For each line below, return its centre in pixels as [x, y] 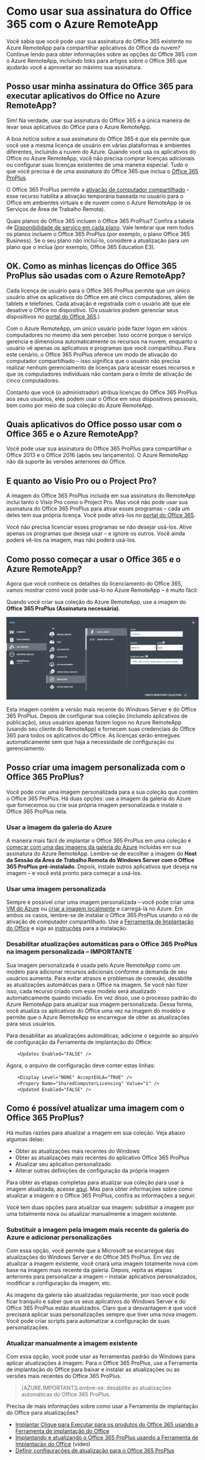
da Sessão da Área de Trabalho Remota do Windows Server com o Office [100, 860]
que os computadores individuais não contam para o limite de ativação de [99, 374]
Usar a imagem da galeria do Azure [59, 827]
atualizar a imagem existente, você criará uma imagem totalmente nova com [102, 1263]
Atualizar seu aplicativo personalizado [63, 1164]
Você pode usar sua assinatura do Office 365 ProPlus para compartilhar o [99, 449]
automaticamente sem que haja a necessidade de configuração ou [90, 742]
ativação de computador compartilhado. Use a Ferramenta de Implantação [100, 922]
